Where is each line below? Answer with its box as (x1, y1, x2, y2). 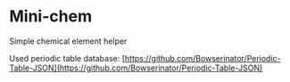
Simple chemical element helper (9, 36, 128, 46)
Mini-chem (9, 6, 92, 27)
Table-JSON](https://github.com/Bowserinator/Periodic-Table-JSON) (9, 62, 263, 73)
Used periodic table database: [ (9, 53, 126, 63)
